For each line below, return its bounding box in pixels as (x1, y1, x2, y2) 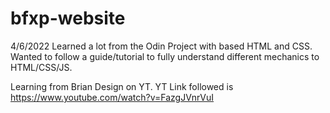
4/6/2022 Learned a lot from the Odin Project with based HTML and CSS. (10, 40, 313, 52)
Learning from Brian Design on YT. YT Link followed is (10, 80, 234, 92)
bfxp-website (10, 7, 126, 30)
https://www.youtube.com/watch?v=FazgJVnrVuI (10, 91, 215, 103)
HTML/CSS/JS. (10, 61, 73, 73)
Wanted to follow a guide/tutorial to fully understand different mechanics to (10, 50, 320, 62)
